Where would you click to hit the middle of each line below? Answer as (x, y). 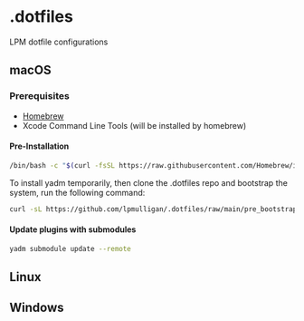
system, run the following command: (77, 192)
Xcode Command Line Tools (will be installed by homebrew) (134, 125)
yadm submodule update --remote (70, 248)
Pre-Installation (39, 146)
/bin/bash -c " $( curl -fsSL (62, 165)
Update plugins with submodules (73, 229)
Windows (37, 308)
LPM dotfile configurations (59, 42)
